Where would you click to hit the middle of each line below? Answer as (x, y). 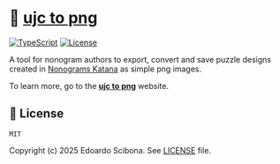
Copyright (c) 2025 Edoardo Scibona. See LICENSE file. (110, 150)
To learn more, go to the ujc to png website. (89, 86)
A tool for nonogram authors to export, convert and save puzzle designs (140, 59)
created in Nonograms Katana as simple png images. (106, 69)
